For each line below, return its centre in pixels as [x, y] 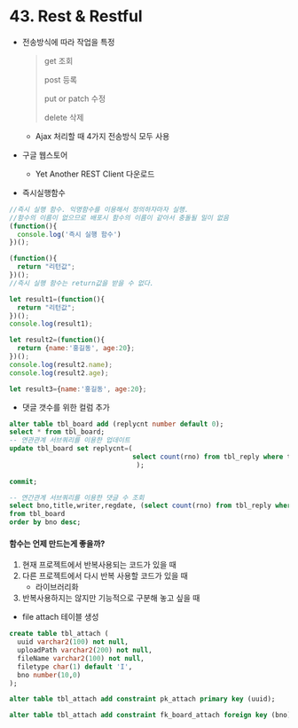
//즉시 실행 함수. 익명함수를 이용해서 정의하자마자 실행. [99, 209]
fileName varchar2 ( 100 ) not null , [81, 658]
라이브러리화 [57, 587]
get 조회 [59, 60]
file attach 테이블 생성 [60, 617]
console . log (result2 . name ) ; [61, 364]
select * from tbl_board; [57, 432]
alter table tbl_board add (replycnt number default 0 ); [117, 424]
